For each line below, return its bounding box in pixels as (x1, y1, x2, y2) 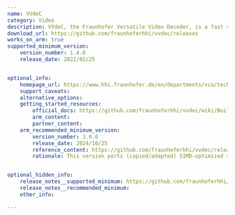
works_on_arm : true (7, 36, 64, 43)
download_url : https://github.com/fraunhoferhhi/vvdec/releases (7, 29, 199, 37)
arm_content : (32, 113, 71, 121)
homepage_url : (20, 81, 61, 88)
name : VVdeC (7, 10, 42, 18)
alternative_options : (20, 94, 83, 102)
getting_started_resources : (20, 101, 101, 108)
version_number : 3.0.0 (32, 133, 99, 140)
